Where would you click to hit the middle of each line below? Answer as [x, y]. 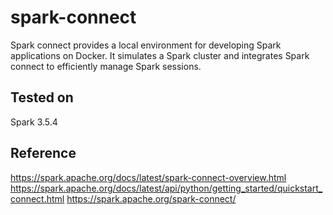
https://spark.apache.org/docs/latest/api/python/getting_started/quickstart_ [166, 188]
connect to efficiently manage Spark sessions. [106, 66]
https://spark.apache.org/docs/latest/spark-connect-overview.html [148, 177]
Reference [43, 153]
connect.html [37, 198]
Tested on [42, 97]
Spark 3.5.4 [34, 122]
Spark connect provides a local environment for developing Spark [146, 45]
